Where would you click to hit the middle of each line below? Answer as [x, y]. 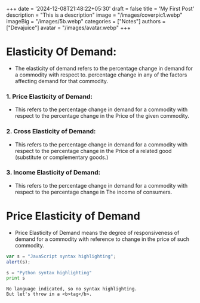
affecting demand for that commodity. [61, 81]
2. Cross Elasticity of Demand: [51, 131]
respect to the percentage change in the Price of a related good [93, 151]
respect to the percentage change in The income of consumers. [93, 192]
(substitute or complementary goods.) [61, 157]
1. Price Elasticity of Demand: [49, 96]
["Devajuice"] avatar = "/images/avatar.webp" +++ [69, 27]
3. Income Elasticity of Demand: [53, 173]
